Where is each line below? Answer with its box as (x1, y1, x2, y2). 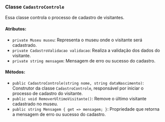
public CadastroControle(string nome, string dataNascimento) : (12, 80, 144, 86)
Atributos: (5, 26, 27, 31)
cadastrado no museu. (12, 101, 58, 107)
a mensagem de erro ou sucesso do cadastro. (12, 111, 106, 117)
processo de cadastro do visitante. (12, 90, 83, 96)
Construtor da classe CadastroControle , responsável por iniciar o (12, 85, 144, 91)
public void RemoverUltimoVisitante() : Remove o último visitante (12, 95, 147, 101)
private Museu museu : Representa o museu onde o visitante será (12, 37, 143, 43)
